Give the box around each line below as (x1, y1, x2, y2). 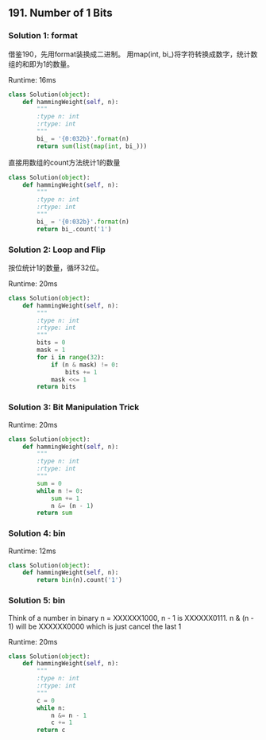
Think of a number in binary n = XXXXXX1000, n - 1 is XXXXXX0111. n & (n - (8, 613, 254, 622)
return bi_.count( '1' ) (37, 225, 112, 233)
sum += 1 (50, 494, 80, 502)
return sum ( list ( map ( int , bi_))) (37, 142, 148, 150)
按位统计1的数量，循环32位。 (8, 262, 103, 273)
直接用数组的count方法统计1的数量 (8, 157, 121, 167)
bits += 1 (64, 368, 98, 376)
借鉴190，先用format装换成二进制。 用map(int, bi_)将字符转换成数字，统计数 (8, 49, 258, 59)
